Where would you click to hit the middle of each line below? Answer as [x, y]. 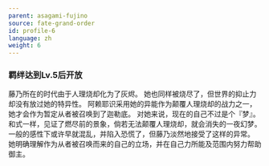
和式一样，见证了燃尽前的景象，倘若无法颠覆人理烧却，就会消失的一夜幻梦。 [135, 124]
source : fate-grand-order [51, 23]
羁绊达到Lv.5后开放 [45, 75]
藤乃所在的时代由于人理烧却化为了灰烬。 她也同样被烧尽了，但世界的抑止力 [132, 94]
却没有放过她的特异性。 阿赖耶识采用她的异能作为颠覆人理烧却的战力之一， [132, 104]
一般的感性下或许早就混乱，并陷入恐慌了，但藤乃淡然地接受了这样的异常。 [131, 134]
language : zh [30, 38]
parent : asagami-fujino [48, 16]
